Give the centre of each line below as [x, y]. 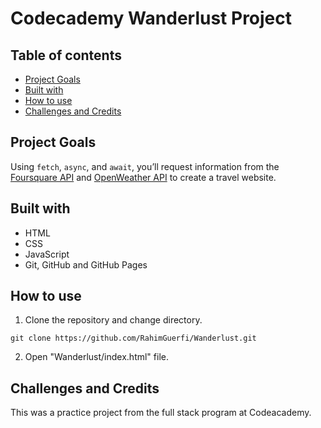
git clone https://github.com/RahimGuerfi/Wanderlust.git [133, 338]
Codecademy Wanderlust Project [151, 18]
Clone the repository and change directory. [113, 320]
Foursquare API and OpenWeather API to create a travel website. [143, 177]
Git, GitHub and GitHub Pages [86, 264]
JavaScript [47, 254]
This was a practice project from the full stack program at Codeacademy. [161, 413]
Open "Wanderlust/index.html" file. [96, 357]
